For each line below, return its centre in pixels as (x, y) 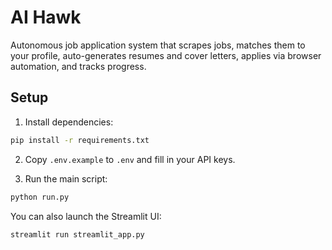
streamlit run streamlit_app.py (77, 234)
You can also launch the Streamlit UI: (86, 216)
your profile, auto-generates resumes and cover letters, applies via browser (166, 55)
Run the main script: (66, 178)
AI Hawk (46, 17)
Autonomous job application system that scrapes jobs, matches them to (158, 45)
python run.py (40, 197)
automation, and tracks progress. (78, 66)
